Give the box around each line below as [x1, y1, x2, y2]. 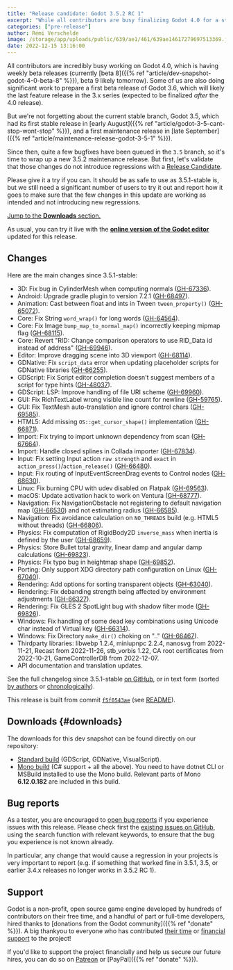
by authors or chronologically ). [7, 682, 95, 690]
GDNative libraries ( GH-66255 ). [17, 366, 108, 374]
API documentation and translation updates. [17, 661, 144, 670]
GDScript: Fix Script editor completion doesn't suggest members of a [17, 373, 215, 381]
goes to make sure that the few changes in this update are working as [7, 191, 207, 199]
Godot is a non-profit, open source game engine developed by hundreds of [7, 905, 222, 913]
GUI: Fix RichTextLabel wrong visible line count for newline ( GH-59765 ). [17, 395, 223, 403]
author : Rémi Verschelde [7, 29, 79, 37]
